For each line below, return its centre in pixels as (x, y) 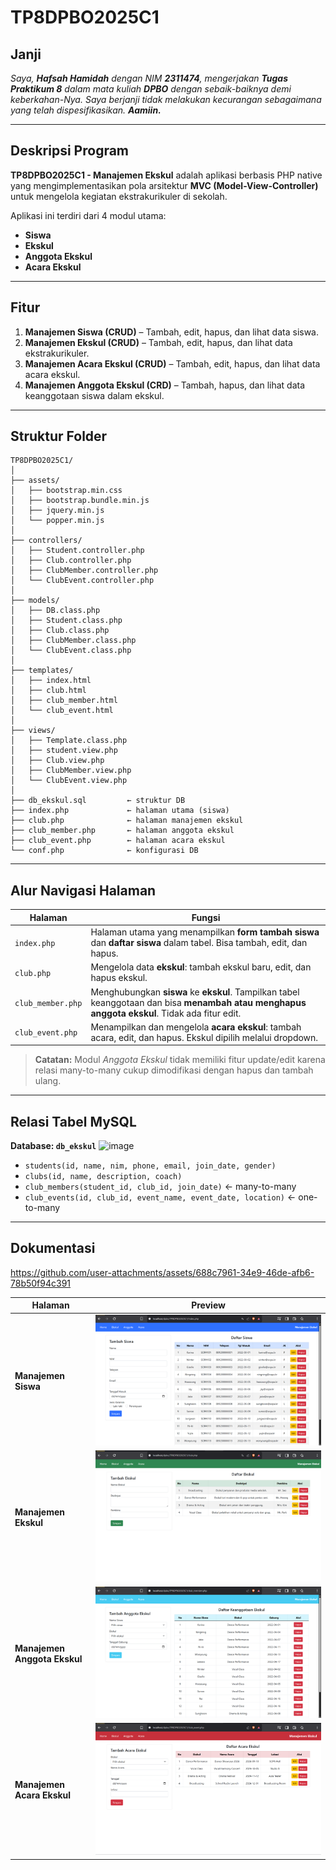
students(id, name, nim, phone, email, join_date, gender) (150, 1166)
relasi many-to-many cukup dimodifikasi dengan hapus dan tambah (174, 1070)
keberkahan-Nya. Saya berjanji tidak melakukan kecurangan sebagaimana (166, 99)
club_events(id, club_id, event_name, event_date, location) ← (160, 1197)
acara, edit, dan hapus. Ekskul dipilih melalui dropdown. (204, 1037)
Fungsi (206, 917)
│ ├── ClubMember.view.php (71, 771)
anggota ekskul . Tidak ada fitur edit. (166, 1013)
